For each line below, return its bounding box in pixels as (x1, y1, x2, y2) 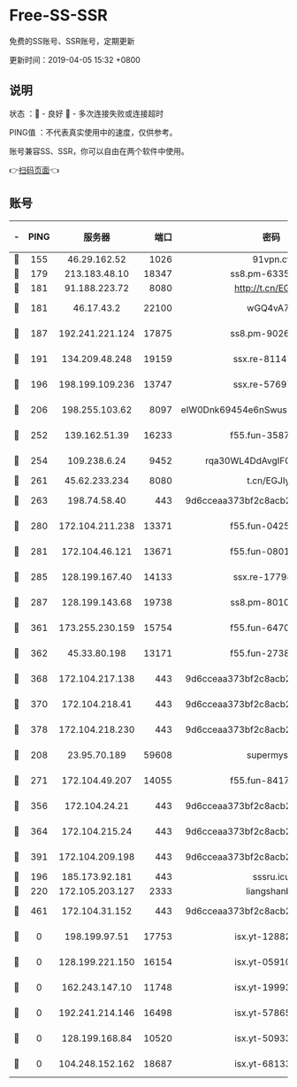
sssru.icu (252, 870, 291, 883)
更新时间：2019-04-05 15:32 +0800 (9, 54, 141, 65)
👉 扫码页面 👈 (9, 165, 60, 175)
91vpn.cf (252, 253, 291, 266)
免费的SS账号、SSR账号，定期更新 (9, 35, 135, 46)
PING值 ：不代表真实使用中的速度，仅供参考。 (9, 127, 178, 137)
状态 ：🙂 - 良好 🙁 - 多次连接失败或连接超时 (9, 108, 164, 119)
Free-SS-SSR (9, 5, 108, 26)
